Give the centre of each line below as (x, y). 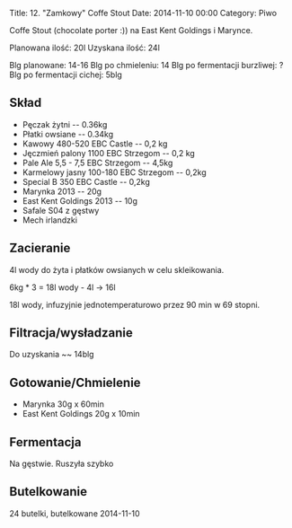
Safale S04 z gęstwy (61, 210)
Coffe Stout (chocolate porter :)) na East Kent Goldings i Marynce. (131, 30)
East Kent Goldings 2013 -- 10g (80, 200)
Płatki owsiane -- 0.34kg (68, 134)
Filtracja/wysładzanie (71, 333)
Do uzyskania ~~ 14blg (52, 355)
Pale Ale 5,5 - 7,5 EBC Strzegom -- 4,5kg (97, 163)
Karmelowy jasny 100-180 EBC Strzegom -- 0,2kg (114, 172)
